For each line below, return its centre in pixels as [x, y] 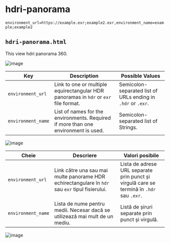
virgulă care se [138, 183]
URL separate [136, 170]
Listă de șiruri [136, 207]
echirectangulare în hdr [82, 183]
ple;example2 [19, 27]
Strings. [128, 127]
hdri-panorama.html [36, 42]
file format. [67, 103]
